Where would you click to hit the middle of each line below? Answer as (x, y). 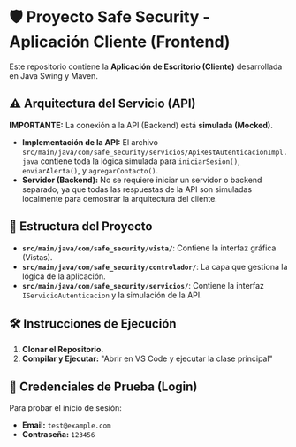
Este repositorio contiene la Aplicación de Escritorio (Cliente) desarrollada (146, 66)
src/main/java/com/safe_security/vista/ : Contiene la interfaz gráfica (149, 248)
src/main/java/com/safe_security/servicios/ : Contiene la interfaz (143, 285)
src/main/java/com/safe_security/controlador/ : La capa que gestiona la (155, 266)
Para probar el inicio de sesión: (65, 408)
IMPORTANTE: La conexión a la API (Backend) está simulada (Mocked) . (141, 125)
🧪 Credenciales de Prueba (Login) (103, 386)
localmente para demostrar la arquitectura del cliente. (120, 198)
